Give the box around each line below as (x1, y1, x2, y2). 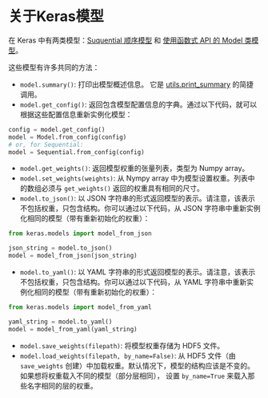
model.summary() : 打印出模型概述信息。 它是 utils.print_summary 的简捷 (19, 79, 254, 89)
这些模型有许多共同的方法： (8, 62, 100, 72)
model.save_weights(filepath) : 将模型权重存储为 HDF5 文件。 (19, 340, 225, 350)
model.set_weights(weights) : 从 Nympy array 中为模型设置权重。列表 (19, 173, 248, 183)
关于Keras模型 (8, 7, 104, 26)
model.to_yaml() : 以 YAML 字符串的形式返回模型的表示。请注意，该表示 (19, 267, 256, 277)
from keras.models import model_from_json (8, 229, 152, 238)
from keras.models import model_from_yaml (8, 303, 152, 311)
